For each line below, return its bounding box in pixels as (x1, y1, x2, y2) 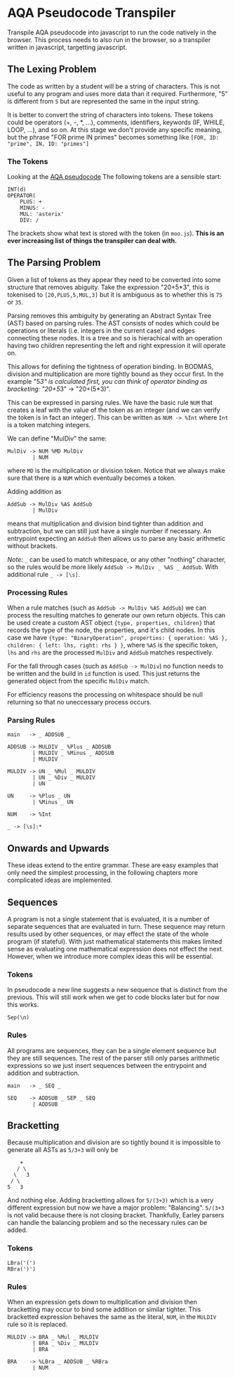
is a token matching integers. (7, 420, 91, 429)
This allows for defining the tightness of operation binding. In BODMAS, (7, 362, 214, 370)
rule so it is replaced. (7, 1320, 68, 1329)
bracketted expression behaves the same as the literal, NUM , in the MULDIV (7, 1313, 217, 1321)
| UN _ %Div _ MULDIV (32, 774, 96, 782)
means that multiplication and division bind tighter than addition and (7, 519, 203, 528)
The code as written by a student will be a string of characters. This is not (7, 82, 220, 91)
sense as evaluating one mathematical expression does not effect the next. (7, 945, 224, 954)
